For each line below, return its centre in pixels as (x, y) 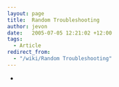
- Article (27, 46)
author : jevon (28, 26)
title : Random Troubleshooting (53, 20)
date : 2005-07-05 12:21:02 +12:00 (60, 33)
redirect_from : (29, 52)
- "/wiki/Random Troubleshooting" (63, 59)
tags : (15, 39)
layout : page (26, 13)
